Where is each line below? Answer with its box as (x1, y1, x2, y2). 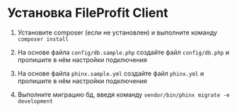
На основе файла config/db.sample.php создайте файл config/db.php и (17, 48, 230, 56)
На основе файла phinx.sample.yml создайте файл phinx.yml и (17, 69, 204, 77)
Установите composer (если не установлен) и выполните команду (17, 28, 218, 37)
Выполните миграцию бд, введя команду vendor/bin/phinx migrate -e (17, 90, 230, 99)
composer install (17, 35, 69, 43)
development (17, 97, 53, 105)
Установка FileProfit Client (7, 5, 168, 21)
